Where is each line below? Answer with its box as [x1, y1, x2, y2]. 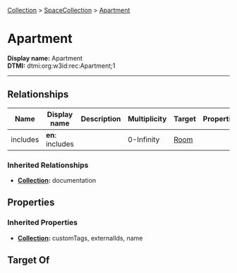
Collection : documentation [17, 176, 97, 185]
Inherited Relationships [7, 160, 89, 170]
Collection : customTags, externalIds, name [17, 233, 143, 242]
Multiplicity [128, 114, 167, 123]
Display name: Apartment [7, 54, 83, 62]
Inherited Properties [7, 218, 78, 228]
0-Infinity [128, 134, 160, 144]
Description [80, 114, 121, 123]
